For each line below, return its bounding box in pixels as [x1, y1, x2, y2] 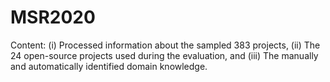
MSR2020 [10, 6, 96, 29]
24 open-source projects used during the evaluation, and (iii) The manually [10, 49, 319, 61]
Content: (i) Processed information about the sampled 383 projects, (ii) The [10, 39, 321, 51]
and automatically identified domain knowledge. [10, 60, 208, 72]
